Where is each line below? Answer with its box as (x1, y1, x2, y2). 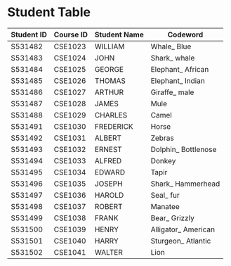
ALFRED (94, 156, 122, 165)
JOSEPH (94, 179, 123, 189)
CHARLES (94, 110, 128, 120)
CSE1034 (53, 167, 86, 177)
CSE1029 (53, 110, 86, 120)
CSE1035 (53, 179, 86, 189)
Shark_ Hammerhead (150, 179, 220, 189)
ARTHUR (94, 87, 124, 97)
